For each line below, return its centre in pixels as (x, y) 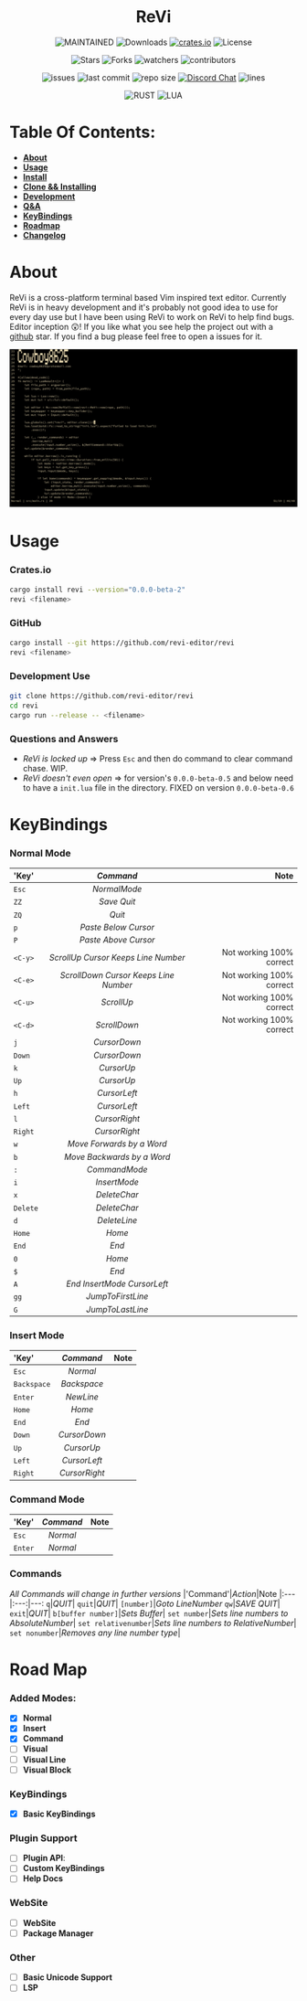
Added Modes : (43, 1698)
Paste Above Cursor (117, 940)
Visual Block (47, 1770)
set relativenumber (115, 1623)
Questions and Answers (64, 739)
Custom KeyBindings (64, 1868)
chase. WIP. (45, 768)
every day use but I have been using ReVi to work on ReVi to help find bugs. (152, 316)
